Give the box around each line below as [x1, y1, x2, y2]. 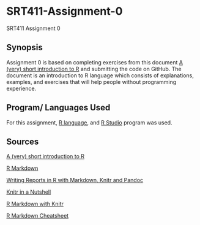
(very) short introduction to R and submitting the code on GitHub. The [6, 65, 182, 72]
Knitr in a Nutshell [6, 188, 51, 196]
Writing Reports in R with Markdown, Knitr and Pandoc [6, 177, 144, 184]
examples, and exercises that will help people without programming [6, 78, 177, 85]
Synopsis [6, 42, 43, 53]
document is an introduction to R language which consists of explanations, [6, 72, 194, 79]
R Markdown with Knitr [6, 200, 64, 208]
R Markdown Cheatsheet [6, 212, 69, 219]
